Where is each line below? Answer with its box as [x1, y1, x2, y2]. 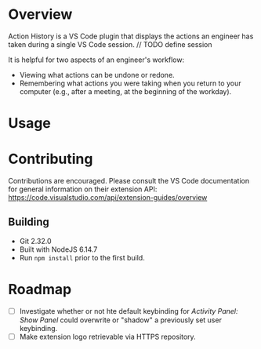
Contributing [8, 151, 93, 168]
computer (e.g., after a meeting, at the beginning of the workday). [19, 86, 232, 96]
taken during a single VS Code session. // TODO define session [8, 39, 213, 49]
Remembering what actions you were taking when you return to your [19, 78, 241, 88]
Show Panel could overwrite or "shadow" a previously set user [19, 315, 222, 325]
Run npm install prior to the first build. [19, 253, 145, 262]
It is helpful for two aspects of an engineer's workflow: [8, 55, 185, 64]
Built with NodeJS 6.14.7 [19, 245, 98, 254]
